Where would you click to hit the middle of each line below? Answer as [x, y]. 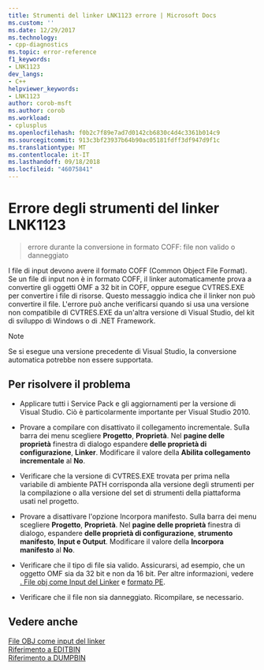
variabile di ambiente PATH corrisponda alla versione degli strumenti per [137, 484]
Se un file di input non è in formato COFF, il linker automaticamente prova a [130, 279]
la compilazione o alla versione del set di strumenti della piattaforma [130, 493]
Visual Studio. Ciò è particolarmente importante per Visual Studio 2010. [135, 411]
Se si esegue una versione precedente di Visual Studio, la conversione [123, 351]
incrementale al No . [52, 460]
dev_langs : [26, 74]
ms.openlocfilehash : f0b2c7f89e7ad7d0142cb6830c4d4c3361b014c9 [114, 132]
